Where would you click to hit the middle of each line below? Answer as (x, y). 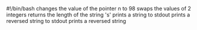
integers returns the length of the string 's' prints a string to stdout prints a (98, 15)
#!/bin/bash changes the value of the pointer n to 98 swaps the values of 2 (98, 9)
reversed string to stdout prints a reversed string (66, 21)
